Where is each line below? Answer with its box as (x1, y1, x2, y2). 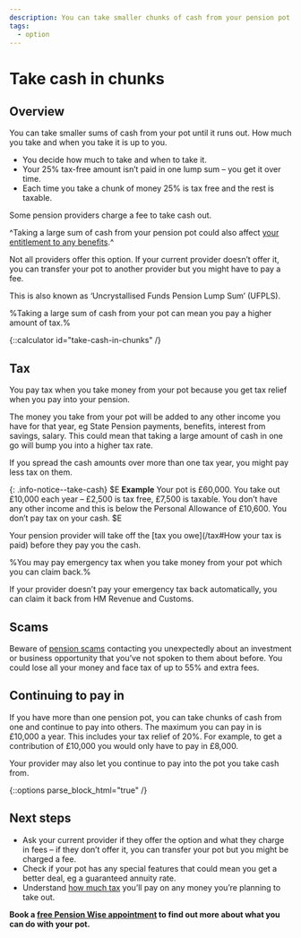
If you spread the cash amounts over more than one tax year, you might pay (9, 458, 289, 469)
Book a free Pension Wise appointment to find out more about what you (9, 908, 280, 919)
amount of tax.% (9, 317, 72, 328)
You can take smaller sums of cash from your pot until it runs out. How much (9, 127, 292, 139)
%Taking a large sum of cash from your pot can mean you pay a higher (9, 308, 272, 319)
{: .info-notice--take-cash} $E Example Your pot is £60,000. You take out (9, 485, 280, 495)
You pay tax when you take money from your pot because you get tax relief (9, 384, 288, 395)
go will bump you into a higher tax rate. (9, 440, 154, 451)
